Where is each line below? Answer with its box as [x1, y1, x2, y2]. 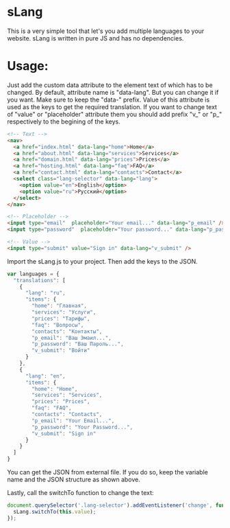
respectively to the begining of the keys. [7, 117, 121, 126]
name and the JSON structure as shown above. [7, 475, 140, 483]
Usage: [7, 58, 49, 74]
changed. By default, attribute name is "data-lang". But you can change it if [7, 88, 219, 96]
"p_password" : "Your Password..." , [31, 424, 133, 431]
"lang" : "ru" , [25, 290, 66, 297]
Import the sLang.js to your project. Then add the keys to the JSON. [7, 257, 199, 265]
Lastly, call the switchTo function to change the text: [7, 489, 154, 496]
